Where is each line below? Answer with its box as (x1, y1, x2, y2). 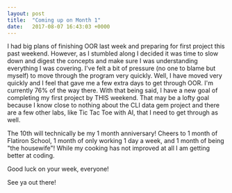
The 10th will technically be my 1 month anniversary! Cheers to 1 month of (7, 129, 218, 137)
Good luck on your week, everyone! (7, 165, 109, 174)
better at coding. (7, 151, 55, 160)
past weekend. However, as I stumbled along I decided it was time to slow (7, 49, 219, 58)
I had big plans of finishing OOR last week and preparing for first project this (7, 42, 225, 51)
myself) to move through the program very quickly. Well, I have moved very (7, 72, 222, 80)
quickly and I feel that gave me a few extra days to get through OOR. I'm (7, 79, 214, 87)
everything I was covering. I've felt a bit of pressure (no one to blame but (7, 64, 216, 73)
